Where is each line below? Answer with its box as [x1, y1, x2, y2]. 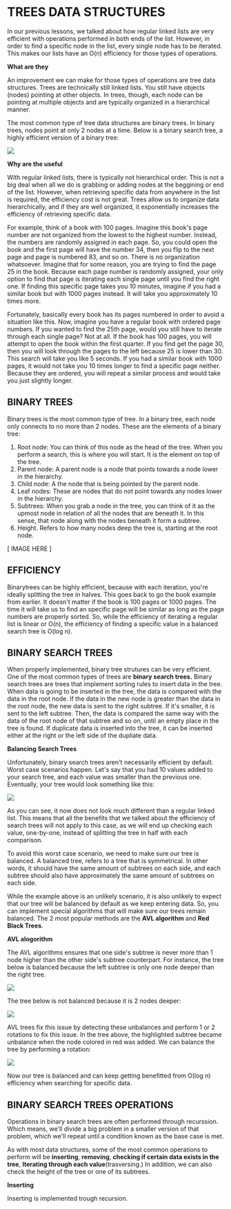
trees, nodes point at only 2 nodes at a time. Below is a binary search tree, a [7, 126, 223, 134]
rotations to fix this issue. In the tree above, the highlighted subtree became [7, 1031, 222, 1039]
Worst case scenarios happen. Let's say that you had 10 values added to [7, 766, 213, 774]
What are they [7, 62, 49, 71]
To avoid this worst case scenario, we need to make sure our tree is [7, 849, 199, 858]
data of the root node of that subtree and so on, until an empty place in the [7, 717, 219, 725]
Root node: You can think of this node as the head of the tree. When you [17, 443, 223, 451]
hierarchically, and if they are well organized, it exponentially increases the [7, 202, 219, 211]
